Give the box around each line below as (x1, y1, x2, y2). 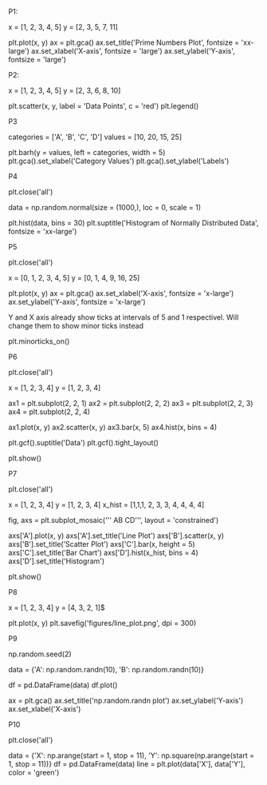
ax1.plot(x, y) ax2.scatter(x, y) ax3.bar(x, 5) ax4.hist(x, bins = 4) (8, 423, 218, 432)
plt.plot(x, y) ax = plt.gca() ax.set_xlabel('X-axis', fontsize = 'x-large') (8, 289, 234, 298)
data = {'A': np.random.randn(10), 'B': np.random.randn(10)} (8, 665, 205, 674)
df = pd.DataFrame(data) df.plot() (8, 680, 118, 690)
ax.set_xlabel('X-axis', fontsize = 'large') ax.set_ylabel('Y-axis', (31, 46, 235, 55)
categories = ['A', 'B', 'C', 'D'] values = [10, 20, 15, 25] (8, 132, 182, 141)
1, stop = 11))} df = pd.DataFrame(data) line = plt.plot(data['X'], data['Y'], (8, 759, 245, 768)
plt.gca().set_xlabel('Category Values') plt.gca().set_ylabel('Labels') (8, 156, 230, 165)
